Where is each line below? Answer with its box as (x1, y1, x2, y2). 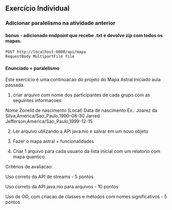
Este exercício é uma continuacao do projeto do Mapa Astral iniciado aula (5, 77, 161, 83)
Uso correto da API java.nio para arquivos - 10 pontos (5, 184, 119, 190)
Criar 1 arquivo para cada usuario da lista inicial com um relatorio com (12, 148, 161, 154)
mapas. (5, 38, 22, 44)
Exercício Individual (5, 4, 70, 13)
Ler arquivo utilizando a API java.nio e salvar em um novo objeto (12, 128, 148, 134)
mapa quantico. (12, 154, 46, 160)
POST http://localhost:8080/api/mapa (5, 49, 86, 55)
